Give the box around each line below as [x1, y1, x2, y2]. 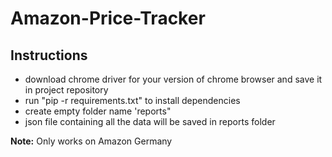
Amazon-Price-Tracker [10, 7, 206, 30]
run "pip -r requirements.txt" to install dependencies [24, 95, 241, 106]
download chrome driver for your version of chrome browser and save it [24, 73, 323, 85]
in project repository [24, 84, 109, 96]
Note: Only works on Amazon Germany [10, 135, 173, 147]
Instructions [10, 47, 88, 64]
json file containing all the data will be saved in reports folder [24, 116, 276, 127]
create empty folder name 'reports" [24, 105, 172, 117]
